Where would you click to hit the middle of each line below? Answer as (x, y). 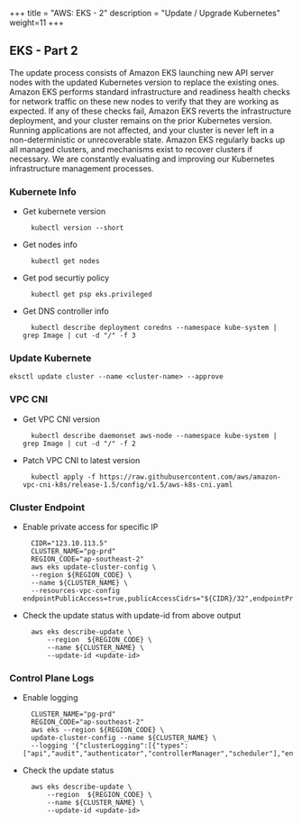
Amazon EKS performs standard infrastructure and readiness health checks (150, 92)
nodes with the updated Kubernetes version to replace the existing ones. (144, 82)
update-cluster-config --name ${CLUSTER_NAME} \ (124, 738)
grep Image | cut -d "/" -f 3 (79, 336)
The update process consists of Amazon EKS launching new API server (142, 72)
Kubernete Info (43, 191)
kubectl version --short (78, 228)
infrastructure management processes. (82, 168)
